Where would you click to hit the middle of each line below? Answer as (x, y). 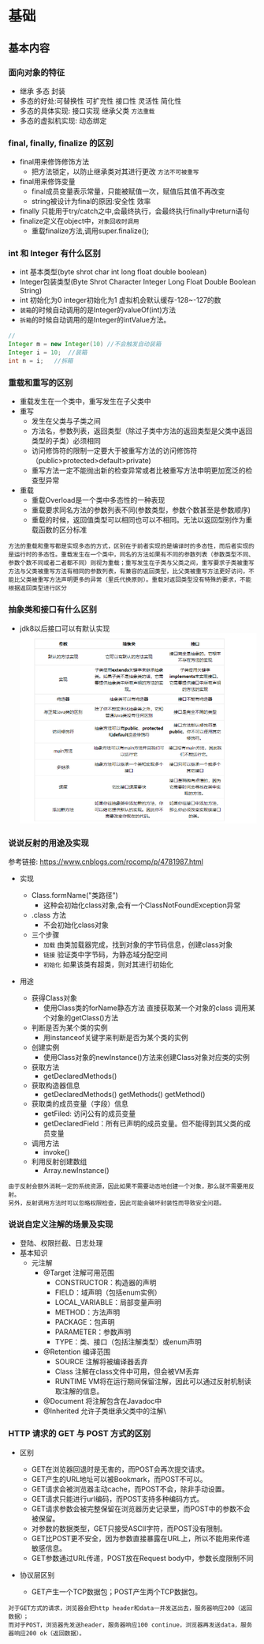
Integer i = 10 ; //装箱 (48, 353)
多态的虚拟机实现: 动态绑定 (63, 120)
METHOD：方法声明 (87, 1312)
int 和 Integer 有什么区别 (54, 254)
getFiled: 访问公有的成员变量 (89, 1114)
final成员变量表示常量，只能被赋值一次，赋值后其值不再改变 (128, 191)
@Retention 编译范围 (77, 1352)
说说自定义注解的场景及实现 (61, 1224)
